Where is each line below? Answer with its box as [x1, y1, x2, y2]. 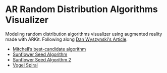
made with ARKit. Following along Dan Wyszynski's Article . [5, 36, 128, 42]
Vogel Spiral [12, 62, 38, 68]
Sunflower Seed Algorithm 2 [12, 56, 72, 62]
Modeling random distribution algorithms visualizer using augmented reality [5, 31, 162, 37]
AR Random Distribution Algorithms [5, 4, 158, 15]
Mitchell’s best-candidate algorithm [12, 46, 86, 52]
